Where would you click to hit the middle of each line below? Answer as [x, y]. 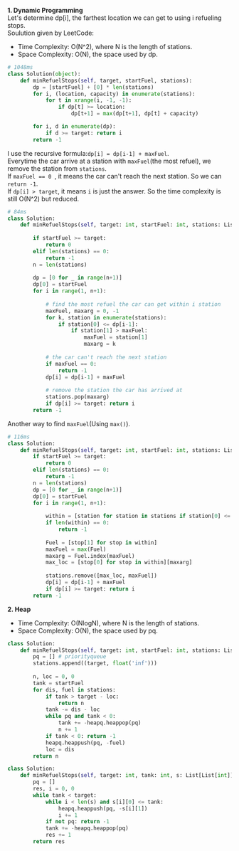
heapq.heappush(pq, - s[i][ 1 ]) [103, 808]
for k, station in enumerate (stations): [106, 317]
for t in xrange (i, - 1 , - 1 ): [89, 100]
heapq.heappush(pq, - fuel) [85, 743]
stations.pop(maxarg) [78, 397]
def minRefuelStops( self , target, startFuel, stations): [106, 80]
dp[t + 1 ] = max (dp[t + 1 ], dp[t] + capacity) [135, 114]
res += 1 [58, 835]
